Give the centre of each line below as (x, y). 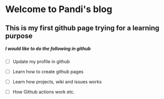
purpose (19, 36)
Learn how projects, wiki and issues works (57, 81)
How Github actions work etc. (44, 91)
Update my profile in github (41, 61)
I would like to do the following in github (48, 48)
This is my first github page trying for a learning (83, 28)
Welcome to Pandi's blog (59, 9)
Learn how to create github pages (48, 71)
